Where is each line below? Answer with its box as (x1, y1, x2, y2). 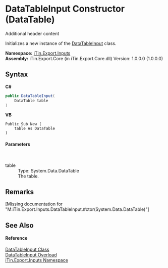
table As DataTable (14, 126, 55, 131)
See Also (5, 221, 34, 230)
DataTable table (14, 98, 49, 103)
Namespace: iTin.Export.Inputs (5, 50, 71, 56)
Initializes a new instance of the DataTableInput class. (5, 40, 117, 46)
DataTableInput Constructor (5, 3, 125, 15)
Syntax (5, 70, 28, 79)
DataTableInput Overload (5, 251, 57, 258)
